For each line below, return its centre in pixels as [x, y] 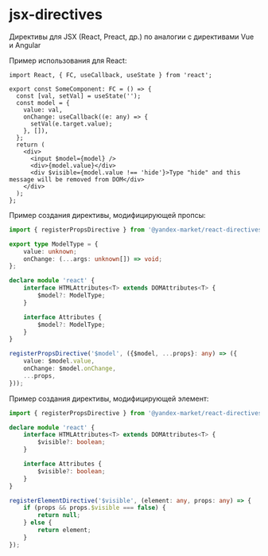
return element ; [64, 531]
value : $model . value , [59, 361]
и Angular [25, 45]
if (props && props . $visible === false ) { [95, 508]
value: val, [43, 110]
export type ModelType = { [54, 244]
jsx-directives [56, 15]
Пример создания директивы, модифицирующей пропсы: [107, 215]
